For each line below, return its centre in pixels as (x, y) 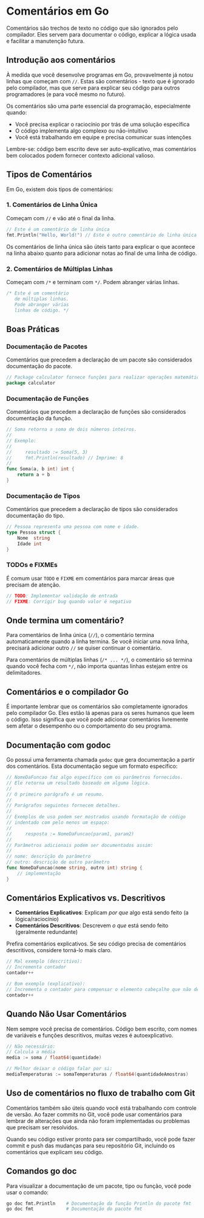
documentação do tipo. (36, 516)
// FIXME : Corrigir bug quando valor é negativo (69, 601)
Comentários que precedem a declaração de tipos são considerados (92, 509)
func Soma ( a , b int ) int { (40, 469)
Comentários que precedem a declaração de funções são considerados (96, 412)
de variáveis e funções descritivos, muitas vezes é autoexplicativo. (90, 1035)
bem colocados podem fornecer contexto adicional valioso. (81, 155)
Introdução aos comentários (61, 60)
